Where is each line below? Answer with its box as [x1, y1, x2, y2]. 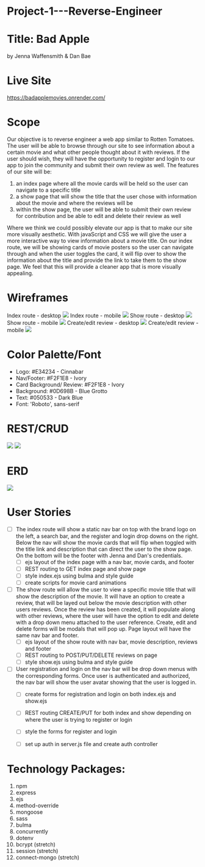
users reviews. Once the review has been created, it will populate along [15, 606, 196, 613]
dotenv [15, 834, 34, 841]
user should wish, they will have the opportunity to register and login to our [7, 155, 196, 162]
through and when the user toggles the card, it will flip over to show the [7, 250, 187, 257]
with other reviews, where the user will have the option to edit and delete [15, 612, 199, 620]
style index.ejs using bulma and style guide [24, 572, 134, 579]
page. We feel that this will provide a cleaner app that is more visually [7, 263, 182, 270]
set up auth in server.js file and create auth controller [24, 740, 158, 747]
